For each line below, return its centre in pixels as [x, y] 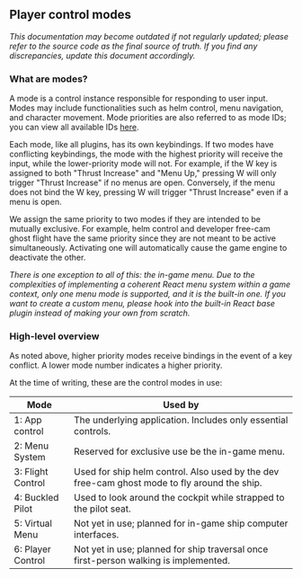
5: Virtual [33, 523]
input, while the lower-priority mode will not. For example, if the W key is [143, 164]
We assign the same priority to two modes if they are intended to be [135, 219]
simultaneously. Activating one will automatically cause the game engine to [148, 248]
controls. [92, 431]
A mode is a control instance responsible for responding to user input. [138, 99]
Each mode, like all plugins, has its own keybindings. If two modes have [142, 145]
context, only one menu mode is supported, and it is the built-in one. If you [147, 294]
